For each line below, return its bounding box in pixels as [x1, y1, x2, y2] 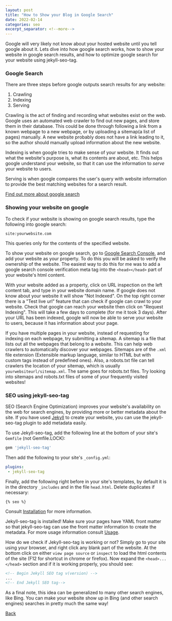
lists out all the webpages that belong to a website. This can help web [5, 341, 153, 347]
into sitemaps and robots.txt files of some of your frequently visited [5, 373, 148, 380]
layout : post [5, 7, 33, 13]
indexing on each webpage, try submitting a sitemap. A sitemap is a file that [5, 335, 166, 341]
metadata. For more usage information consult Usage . [5, 529, 120, 535]
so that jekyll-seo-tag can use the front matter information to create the [5, 523, 157, 530]
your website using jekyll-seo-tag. [5, 57, 78, 63]
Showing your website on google [5, 204, 89, 211]
